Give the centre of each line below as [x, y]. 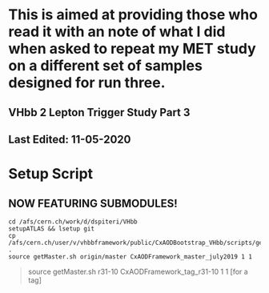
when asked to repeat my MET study [132, 49]
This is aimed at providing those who [133, 15]
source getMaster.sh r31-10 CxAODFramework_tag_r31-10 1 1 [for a [138, 271]
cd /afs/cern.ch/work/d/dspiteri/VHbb [73, 222]
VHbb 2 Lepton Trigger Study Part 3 [99, 112]
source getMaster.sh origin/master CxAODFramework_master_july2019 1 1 [130, 257]
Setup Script [51, 174]
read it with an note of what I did [117, 32]
